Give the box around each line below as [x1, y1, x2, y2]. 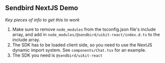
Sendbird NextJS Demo [5, 4, 78, 12]
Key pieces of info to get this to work [5, 17, 80, 22]
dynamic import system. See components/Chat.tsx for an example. [12, 47, 146, 53]
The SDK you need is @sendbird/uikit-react [12, 52, 103, 58]
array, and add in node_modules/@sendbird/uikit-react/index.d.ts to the [12, 31, 160, 37]
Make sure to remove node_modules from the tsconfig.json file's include [12, 26, 156, 32]
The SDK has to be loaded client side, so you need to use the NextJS [12, 42, 153, 48]
